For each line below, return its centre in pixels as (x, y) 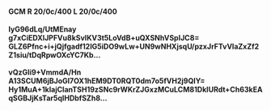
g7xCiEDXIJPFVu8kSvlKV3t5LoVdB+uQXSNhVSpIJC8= (104, 38)
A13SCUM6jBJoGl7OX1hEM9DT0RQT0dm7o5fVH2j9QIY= (107, 81)
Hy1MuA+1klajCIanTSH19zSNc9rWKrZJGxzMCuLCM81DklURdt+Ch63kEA (135, 90)
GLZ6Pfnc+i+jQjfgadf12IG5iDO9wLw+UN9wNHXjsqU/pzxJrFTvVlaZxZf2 (134, 47)
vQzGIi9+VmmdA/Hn (45, 72)
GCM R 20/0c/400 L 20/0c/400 (63, 11)
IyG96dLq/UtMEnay (42, 29)
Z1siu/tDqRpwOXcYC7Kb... (55, 55)
